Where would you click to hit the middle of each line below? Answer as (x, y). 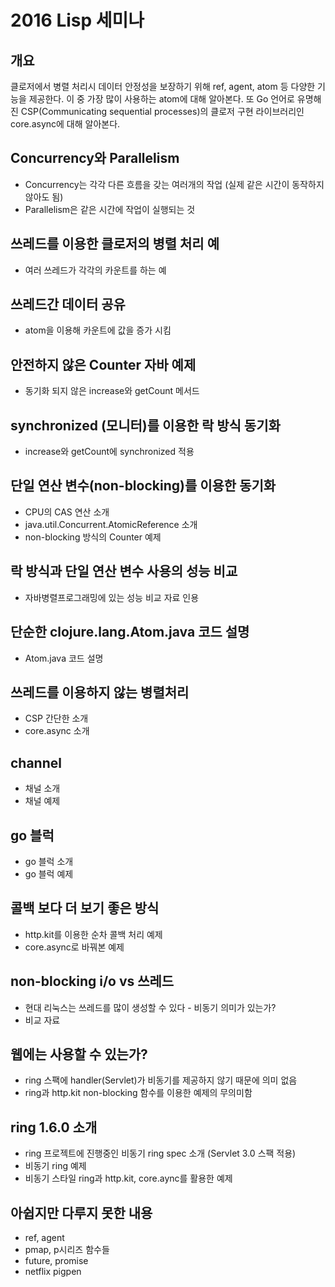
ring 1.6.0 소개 (54, 1127)
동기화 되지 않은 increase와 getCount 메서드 (112, 391)
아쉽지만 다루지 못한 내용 (81, 1212)
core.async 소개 (57, 731)
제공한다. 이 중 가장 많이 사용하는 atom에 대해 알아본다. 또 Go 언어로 (161, 99)
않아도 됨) (44, 197)
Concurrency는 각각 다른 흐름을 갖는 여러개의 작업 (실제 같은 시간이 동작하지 (174, 184)
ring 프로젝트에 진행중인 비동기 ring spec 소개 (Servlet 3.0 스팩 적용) (160, 1153)
